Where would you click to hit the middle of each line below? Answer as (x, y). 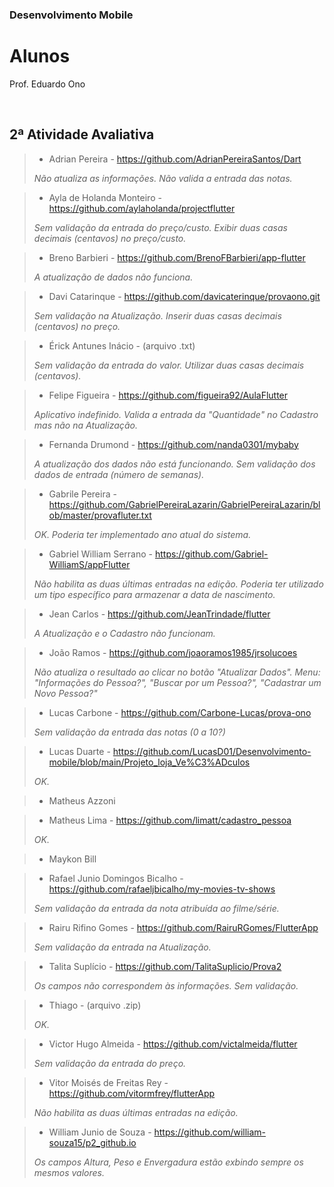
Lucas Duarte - (79, 751)
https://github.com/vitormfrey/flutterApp (132, 1093)
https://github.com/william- (210, 1132)
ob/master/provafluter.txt (100, 515)
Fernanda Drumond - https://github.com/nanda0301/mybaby (173, 444)
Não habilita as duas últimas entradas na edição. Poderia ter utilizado (178, 584)
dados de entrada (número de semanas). (119, 474)
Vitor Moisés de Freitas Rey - (108, 1082)
